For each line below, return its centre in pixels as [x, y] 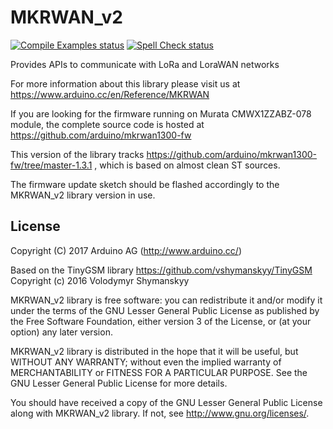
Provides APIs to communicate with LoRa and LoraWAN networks [145, 64]
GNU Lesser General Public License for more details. [119, 383]
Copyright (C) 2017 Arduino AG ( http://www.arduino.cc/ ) [126, 250]
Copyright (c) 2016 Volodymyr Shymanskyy [100, 280]
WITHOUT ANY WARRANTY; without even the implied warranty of [146, 362]
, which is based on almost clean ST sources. [187, 165]
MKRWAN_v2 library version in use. [83, 195]
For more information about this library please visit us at [125, 83]
